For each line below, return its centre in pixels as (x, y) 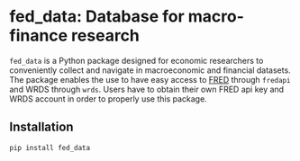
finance (39, 36)
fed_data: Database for (97, 17)
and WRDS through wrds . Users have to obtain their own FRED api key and (147, 89)
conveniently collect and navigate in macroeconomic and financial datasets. (150, 70)
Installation (41, 127)
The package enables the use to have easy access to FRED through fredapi (150, 79)
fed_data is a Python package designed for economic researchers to (136, 60)
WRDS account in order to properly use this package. (108, 98)
